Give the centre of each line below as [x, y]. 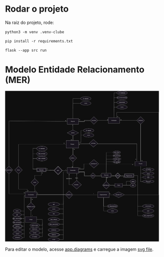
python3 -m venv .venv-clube [35, 32]
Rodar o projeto [37, 9]
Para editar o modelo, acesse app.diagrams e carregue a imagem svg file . [79, 249]
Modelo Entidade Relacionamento [75, 70]
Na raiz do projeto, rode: [30, 22]
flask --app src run [26, 50]
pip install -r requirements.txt [39, 41]
